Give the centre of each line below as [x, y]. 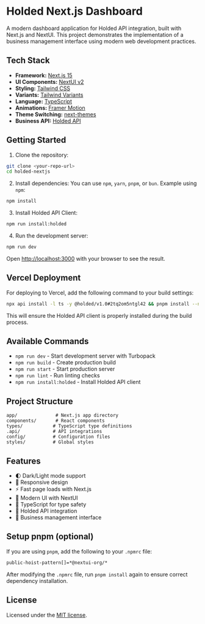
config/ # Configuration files [59, 437]
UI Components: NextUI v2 [49, 81]
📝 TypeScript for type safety [51, 505]
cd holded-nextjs [28, 172]
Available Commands [48, 341]
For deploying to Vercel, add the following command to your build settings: [100, 293]
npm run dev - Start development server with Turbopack [85, 356]
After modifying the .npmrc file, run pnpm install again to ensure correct [97, 574]
